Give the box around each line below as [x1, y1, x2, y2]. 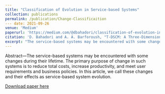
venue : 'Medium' [5, 26, 38, 31]
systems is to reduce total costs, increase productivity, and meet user [5, 63, 146, 69]
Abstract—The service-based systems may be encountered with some [5, 53, 148, 59]
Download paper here [5, 83, 49, 89]
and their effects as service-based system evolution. [5, 73, 112, 79]
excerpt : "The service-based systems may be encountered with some [5, 39, 146, 44]
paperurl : [5, 30, 26, 35]
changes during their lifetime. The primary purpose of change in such [5, 58, 146, 64]
